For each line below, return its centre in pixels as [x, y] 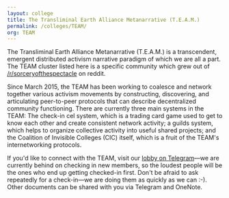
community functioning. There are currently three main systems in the [106, 109]
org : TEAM [21, 32]
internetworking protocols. [44, 145]
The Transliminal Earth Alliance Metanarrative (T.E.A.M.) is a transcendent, [112, 52]
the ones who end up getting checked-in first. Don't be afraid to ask [103, 173]
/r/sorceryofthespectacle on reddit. [56, 74]
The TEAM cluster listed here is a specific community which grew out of [108, 66]
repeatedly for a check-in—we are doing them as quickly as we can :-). [107, 180]
